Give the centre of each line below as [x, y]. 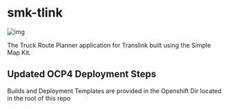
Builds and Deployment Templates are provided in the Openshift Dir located [114, 90]
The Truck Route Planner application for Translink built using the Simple [109, 45]
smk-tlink [35, 13]
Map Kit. [19, 52]
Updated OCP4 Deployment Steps [82, 74]
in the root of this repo [39, 98]
